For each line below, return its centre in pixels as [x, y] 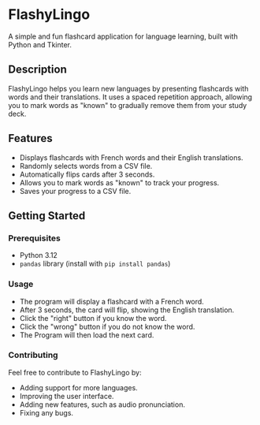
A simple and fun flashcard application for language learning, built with [123, 36]
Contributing [33, 355]
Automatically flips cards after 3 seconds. [87, 174]
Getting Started [47, 216]
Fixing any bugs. [46, 412]
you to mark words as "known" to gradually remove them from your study [128, 105]
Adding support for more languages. [78, 387]
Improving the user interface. [67, 396]
